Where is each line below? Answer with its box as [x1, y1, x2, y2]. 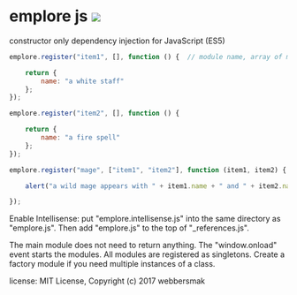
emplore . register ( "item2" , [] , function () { [9, 109, 179, 118]
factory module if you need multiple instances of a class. [9, 259, 216, 269]
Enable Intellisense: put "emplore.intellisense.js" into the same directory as [9, 214, 281, 224]
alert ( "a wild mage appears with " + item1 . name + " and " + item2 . [25, 181, 283, 191]
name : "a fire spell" [41, 133, 121, 142]
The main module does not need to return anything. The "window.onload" [9, 240, 278, 251]
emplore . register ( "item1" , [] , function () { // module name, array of [9, 52, 283, 61]
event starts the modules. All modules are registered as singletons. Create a [9, 249, 286, 260]
